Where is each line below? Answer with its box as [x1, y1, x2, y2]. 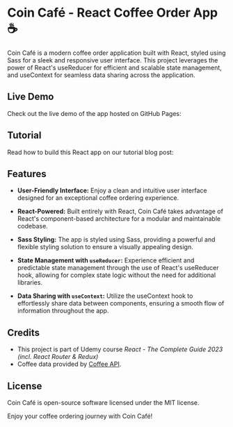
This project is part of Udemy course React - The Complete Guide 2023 [17, 345, 223, 353]
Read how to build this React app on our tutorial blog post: [7, 148, 174, 156]
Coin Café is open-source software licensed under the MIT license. [7, 399, 200, 407]
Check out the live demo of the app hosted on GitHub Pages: [7, 109, 182, 117]
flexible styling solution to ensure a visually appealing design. [17, 243, 193, 251]
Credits [7, 326, 40, 338]
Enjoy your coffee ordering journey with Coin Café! [7, 412, 153, 420]
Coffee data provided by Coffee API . [17, 360, 122, 369]
